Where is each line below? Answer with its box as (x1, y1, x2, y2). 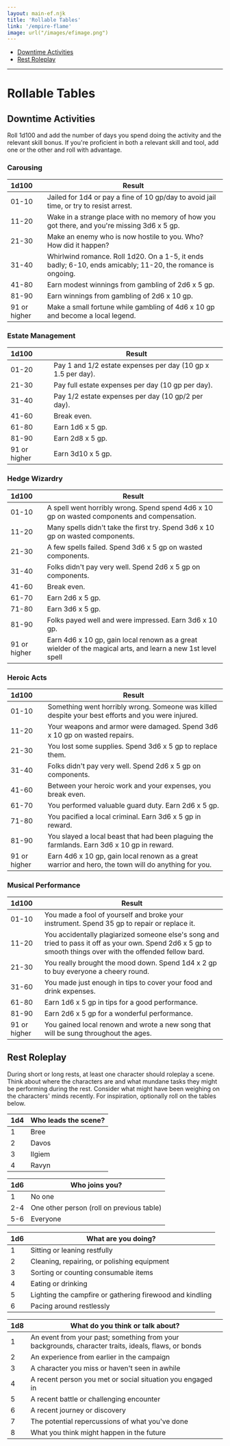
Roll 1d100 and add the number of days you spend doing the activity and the (7, 131, 222, 139)
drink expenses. (44, 986, 96, 996)
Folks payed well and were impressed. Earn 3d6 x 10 (47, 616, 218, 625)
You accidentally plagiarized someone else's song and (44, 929, 219, 939)
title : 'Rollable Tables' (7, 16, 81, 23)
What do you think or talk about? (70, 1320, 180, 1330)
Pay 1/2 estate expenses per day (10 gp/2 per (53, 391, 203, 401)
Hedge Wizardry (7, 474, 63, 483)
